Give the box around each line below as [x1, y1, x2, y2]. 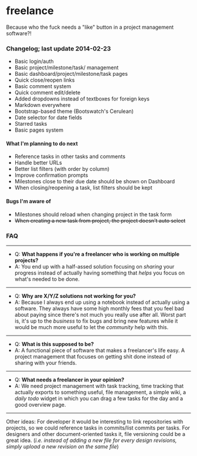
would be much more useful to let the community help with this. [14, 323, 169, 330]
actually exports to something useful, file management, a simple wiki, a [14, 388, 186, 395]
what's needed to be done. [14, 275, 80, 283]
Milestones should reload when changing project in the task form [14, 210, 172, 218]
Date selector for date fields [14, 114, 82, 121]
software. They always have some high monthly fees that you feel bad [14, 304, 184, 312]
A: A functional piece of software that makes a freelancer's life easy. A [14, 347, 185, 354]
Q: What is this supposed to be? [14, 340, 94, 347]
